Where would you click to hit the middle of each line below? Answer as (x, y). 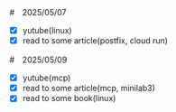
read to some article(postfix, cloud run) (95, 41)
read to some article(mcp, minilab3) (89, 89)
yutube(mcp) (46, 78)
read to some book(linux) (69, 98)
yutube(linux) (47, 30)
